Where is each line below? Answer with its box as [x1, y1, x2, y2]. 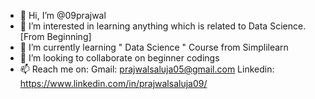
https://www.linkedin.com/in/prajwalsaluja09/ [19, 78, 208, 89]
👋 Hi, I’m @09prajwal [19, 10, 107, 21]
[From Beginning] [19, 31, 92, 42]
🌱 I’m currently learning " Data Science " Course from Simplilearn [19, 41, 289, 53]
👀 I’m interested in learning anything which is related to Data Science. [19, 20, 307, 32]
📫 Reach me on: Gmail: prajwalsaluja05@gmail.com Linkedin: [19, 63, 275, 75]
